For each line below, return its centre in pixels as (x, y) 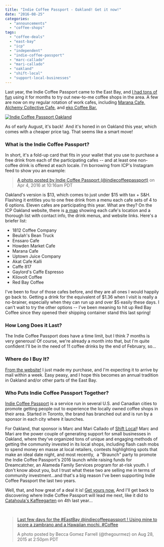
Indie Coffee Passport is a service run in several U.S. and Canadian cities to (81, 403)
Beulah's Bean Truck (33, 236)
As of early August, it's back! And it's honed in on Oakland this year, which (81, 126)
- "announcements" (28, 23)
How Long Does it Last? (34, 325)
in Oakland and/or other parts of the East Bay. (51, 380)
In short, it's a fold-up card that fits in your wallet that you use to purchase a (82, 155)
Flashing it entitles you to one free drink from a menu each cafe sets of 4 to (81, 200)
